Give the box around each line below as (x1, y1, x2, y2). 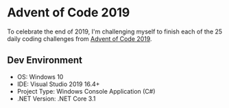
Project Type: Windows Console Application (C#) (16, 87, 156, 95)
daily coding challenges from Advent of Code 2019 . (7, 34, 152, 42)
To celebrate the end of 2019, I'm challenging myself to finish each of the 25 (7, 27, 223, 36)
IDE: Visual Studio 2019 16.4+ (16, 80, 101, 88)
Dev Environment (7, 55, 83, 66)
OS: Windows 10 (16, 72, 64, 81)
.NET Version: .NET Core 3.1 (16, 94, 96, 103)
